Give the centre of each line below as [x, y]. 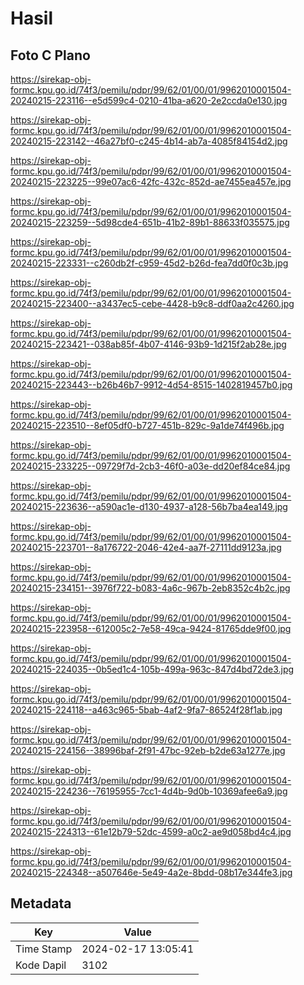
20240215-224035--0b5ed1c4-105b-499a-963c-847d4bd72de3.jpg [152, 669]
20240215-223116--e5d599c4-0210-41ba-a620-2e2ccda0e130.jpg [149, 100]
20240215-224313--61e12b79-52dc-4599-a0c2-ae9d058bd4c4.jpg [151, 831]
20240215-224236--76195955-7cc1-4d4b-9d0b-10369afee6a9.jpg [149, 791]
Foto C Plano [50, 55]
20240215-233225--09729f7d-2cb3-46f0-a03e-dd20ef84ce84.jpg [150, 466]
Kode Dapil [41, 965]
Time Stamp [44, 949]
